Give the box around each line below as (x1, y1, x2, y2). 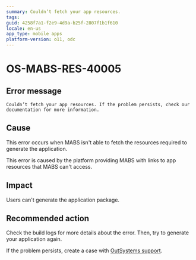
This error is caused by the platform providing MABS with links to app (6, 156, 176, 164)
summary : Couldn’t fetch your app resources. (6, 8, 121, 15)
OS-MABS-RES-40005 (6, 62, 122, 76)
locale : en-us (6, 25, 42, 32)
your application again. (6, 236, 62, 243)
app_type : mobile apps (6, 31, 62, 37)
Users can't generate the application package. (6, 196, 120, 203)
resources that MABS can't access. (6, 163, 93, 170)
